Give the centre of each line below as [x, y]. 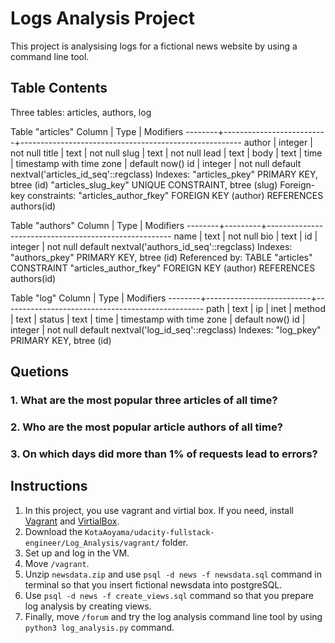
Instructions [49, 486]
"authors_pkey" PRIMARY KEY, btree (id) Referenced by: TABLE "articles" [161, 257]
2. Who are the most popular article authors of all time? [146, 427]
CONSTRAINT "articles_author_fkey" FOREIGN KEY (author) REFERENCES [163, 268]
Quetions [39, 372]
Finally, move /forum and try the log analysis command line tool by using [173, 616]
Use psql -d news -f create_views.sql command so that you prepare [169, 595]
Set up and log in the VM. [77, 553]
